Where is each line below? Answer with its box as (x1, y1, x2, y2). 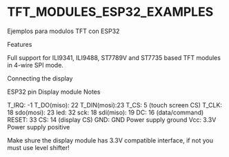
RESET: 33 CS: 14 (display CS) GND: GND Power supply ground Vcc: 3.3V (7, 115, 217, 124)
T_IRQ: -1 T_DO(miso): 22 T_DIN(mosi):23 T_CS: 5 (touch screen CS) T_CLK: (7, 101, 223, 109)
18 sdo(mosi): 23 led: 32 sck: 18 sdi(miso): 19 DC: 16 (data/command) (7, 108, 204, 116)
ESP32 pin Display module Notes (7, 87, 101, 96)
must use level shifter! (7, 143, 70, 151)
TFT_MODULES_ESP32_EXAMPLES (7, 4, 214, 20)
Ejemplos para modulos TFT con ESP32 (7, 27, 120, 35)
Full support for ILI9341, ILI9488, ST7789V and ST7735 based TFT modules (7, 53, 221, 62)
